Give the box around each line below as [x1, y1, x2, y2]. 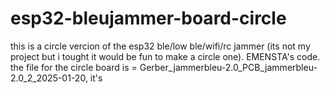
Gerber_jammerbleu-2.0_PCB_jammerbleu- [139, 61, 318, 73]
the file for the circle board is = [10, 61, 138, 73]
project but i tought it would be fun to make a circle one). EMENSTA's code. [10, 50, 321, 62]
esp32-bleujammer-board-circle [10, 7, 287, 30]
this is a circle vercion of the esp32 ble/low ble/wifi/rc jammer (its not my [10, 40, 311, 52]
